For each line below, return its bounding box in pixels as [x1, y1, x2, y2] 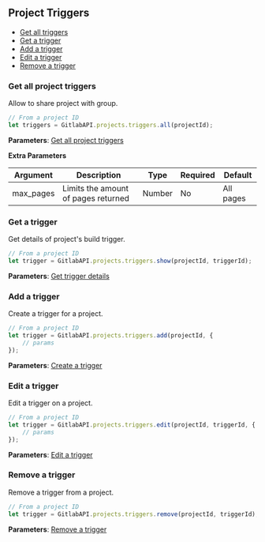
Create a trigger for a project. [8, 309, 104, 318]
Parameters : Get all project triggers [8, 135, 124, 145]
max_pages [12, 187, 55, 198]
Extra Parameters [8, 150, 67, 160]
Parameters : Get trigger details [8, 271, 110, 280]
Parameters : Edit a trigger [8, 450, 93, 459]
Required [180, 169, 215, 180]
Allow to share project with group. [8, 99, 118, 108]
